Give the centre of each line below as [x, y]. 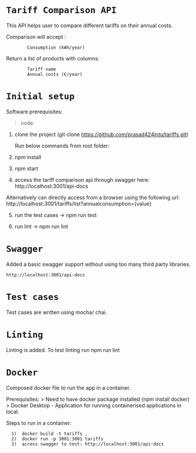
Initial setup [40, 97]
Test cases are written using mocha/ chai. [57, 312]
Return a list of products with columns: [53, 58]
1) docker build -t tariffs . [50, 434]
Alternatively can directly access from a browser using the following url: [93, 197]
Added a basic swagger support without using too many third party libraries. [98, 264]
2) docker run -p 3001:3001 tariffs [58, 439]
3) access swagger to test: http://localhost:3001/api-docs [88, 444]
